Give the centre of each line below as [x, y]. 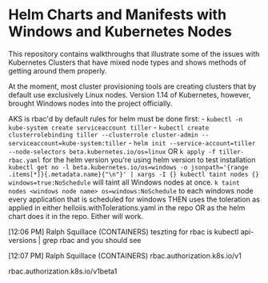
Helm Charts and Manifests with [117, 15]
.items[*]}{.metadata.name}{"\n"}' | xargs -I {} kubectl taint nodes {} [134, 174]
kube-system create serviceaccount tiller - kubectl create [109, 127]
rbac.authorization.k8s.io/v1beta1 [63, 271]
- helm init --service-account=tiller [192, 142]
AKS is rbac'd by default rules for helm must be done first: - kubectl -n [126, 118]
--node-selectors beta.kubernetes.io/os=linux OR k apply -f [112, 151]
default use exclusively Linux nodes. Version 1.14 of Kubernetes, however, [130, 94]
